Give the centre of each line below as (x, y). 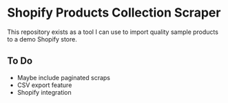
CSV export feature (44, 85)
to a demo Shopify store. (42, 39)
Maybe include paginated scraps (63, 77)
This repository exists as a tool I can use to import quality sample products (113, 32)
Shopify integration (44, 92)
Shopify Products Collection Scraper (114, 13)
